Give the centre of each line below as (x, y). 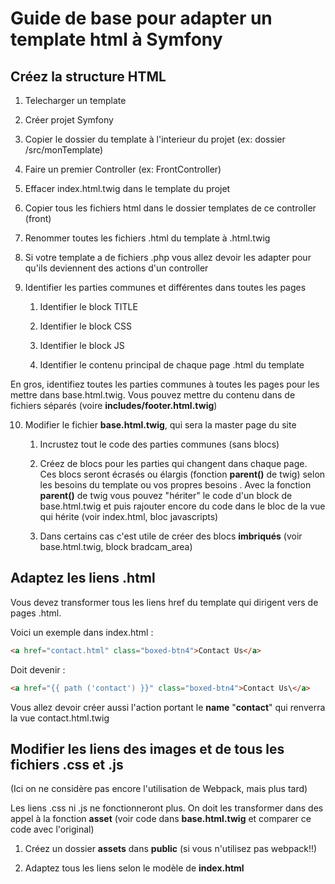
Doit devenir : (38, 669)
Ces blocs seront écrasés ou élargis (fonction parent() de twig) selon (182, 474)
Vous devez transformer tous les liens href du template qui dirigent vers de (164, 602)
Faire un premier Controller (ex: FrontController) (123, 169)
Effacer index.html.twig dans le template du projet (127, 188)
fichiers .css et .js (67, 764)
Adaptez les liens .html (83, 578)
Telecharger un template (75, 100)
